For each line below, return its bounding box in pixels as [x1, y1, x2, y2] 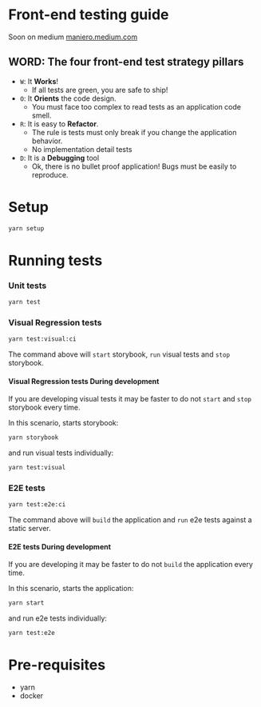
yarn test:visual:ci [8, 335, 77, 343]
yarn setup [8, 224, 45, 233]
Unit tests [8, 280, 47, 291]
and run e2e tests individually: [8, 613, 108, 623]
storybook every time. [8, 402, 81, 413]
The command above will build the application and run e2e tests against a [8, 515, 253, 525]
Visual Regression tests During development [8, 376, 160, 385]
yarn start [8, 599, 45, 607]
